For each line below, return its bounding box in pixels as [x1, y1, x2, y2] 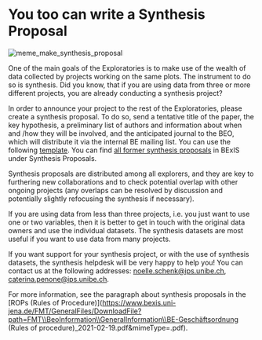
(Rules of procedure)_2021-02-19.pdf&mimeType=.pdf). [8, 323, 188, 332]
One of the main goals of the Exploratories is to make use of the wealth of [8, 63, 246, 72]
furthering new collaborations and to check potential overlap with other [8, 177, 238, 186]
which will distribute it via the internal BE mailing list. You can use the [8, 137, 231, 146]
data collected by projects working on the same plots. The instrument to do [8, 71, 251, 81]
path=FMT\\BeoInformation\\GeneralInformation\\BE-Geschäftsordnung [8, 314, 239, 324]
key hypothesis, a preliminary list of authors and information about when [8, 120, 242, 130]
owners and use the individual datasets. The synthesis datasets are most [8, 225, 244, 235]
